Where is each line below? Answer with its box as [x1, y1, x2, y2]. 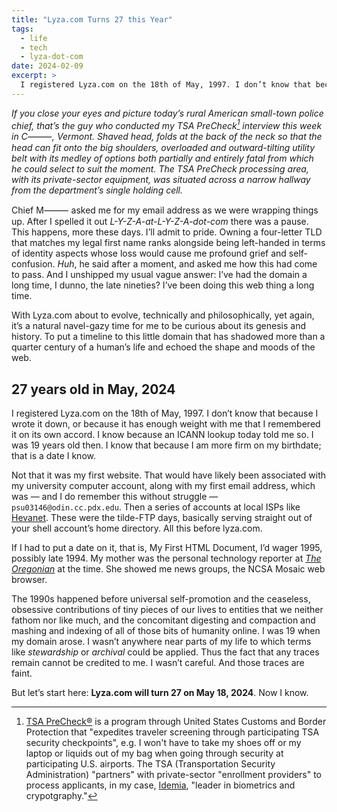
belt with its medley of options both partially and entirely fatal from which [11, 152, 314, 165]
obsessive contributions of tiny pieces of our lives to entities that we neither [11, 604, 324, 616]
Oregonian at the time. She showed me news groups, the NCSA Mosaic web [11, 563, 326, 575]
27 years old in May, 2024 [11, 381, 176, 398]
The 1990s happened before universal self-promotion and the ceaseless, [11, 593, 311, 605]
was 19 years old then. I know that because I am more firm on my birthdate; [11, 439, 322, 451]
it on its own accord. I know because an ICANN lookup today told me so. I [11, 429, 314, 441]
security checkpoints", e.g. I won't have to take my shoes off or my [25, 737, 302, 749]
